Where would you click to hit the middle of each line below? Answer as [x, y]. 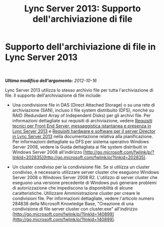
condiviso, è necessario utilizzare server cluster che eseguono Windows [86, 172]
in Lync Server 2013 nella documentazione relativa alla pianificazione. [82, 136]
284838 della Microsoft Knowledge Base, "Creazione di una [73, 203]
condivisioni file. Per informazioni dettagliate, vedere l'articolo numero [83, 198]
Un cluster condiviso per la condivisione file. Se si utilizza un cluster [81, 167]
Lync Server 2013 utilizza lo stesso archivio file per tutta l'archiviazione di [79, 90]
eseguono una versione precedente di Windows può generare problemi [84, 183]
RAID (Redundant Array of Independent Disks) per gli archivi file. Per [81, 115]
